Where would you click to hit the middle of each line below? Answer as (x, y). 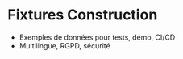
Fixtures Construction (83, 15)
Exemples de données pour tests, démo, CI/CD (97, 37)
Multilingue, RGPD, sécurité (64, 45)
